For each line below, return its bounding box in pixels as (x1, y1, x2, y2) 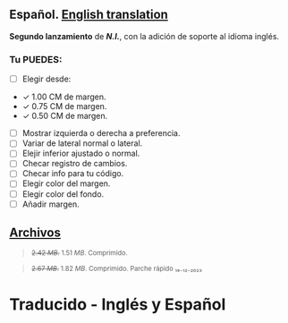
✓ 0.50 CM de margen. (21, 111, 108, 122)
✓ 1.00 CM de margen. (21, 91, 106, 102)
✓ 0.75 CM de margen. (21, 101, 107, 112)
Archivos (9, 225, 61, 241)
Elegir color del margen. (21, 178, 111, 189)
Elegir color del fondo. (21, 188, 105, 200)
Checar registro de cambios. (21, 158, 128, 169)
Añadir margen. (21, 199, 80, 209)
